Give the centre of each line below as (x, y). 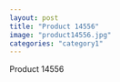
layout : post (34, 18)
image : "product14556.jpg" (60, 35)
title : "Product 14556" (55, 26)
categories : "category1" (56, 43)
